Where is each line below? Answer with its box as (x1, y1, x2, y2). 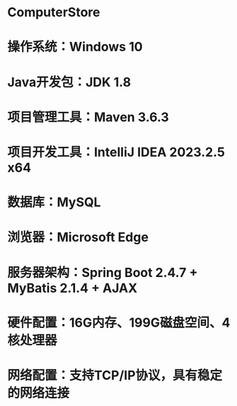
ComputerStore (7, 4, 100, 21)
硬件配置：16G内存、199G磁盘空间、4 (7, 315, 231, 330)
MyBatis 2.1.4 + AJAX (7, 280, 138, 296)
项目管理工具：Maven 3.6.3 (7, 109, 170, 125)
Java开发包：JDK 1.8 (7, 74, 132, 90)
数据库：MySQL (7, 194, 101, 210)
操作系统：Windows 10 (7, 39, 143, 55)
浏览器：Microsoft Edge (7, 230, 149, 245)
